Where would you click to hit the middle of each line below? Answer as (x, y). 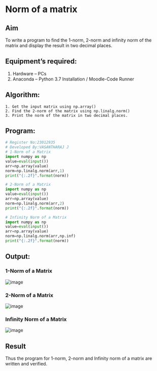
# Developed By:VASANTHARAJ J (37, 147)
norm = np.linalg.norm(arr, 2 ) (35, 203)
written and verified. (26, 364)
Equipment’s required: (41, 61)
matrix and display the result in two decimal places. (59, 46)
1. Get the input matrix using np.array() (51, 107)
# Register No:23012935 (30, 143)
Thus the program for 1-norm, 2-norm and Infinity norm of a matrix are (79, 358)
